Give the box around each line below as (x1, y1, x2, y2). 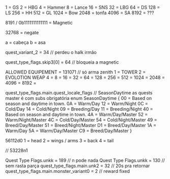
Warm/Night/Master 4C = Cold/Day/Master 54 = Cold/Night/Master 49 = (5, 117, 157, 123)
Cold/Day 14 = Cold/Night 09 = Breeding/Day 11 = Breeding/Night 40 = (5, 106, 153, 112)
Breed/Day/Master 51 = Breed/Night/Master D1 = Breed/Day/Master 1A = (5, 122, 157, 128)
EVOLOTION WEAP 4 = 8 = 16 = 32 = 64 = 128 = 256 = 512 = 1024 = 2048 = (5, 74, 165, 81)
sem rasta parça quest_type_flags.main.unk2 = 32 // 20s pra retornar (5, 163, 150, 169)
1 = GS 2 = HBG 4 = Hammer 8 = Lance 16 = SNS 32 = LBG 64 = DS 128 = (5, 5, 160, 10)
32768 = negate (5, 30, 39, 35)
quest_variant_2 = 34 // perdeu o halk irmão (5, 49, 97, 55)
